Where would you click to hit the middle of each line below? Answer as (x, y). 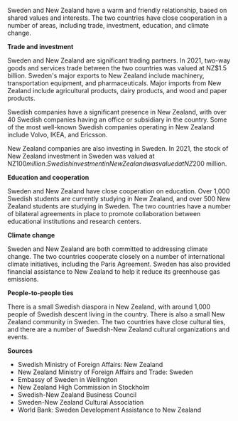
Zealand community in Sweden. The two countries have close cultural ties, (117, 322)
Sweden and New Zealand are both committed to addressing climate (108, 249)
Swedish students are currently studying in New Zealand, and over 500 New (119, 199)
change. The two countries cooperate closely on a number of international (116, 256)
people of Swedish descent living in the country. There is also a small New (116, 314)
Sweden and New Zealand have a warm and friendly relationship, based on (117, 10)
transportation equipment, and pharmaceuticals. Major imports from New (114, 83)
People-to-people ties (40, 293)
